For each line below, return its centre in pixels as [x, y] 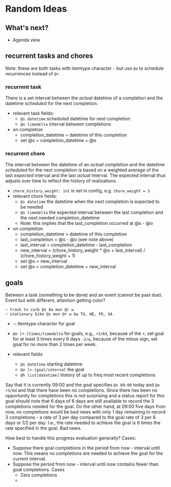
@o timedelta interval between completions [66, 124]
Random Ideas [36, 9]
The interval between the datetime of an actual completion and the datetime [85, 165]
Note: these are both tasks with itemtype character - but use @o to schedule [84, 68]
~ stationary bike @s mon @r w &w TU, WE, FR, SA [59, 314]
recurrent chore [25, 153]
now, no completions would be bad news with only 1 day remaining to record [85, 412]
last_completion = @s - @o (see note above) [67, 240]
